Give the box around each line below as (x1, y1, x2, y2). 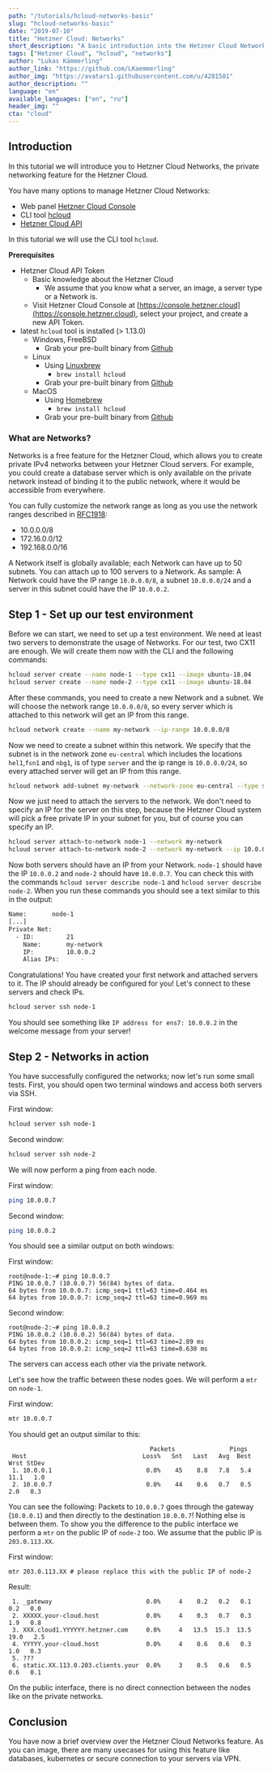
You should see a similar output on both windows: (8, 1241, 175, 1251)
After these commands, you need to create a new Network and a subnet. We (8, 692, 264, 702)
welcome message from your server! (8, 1026, 131, 1036)
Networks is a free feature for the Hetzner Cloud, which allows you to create (8, 451, 263, 460)
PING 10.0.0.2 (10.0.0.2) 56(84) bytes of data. (8, 1331, 176, 1339)
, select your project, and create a (135, 309, 249, 319)
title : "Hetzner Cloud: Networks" (8, 34, 125, 43)
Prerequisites (8, 250, 55, 259)
